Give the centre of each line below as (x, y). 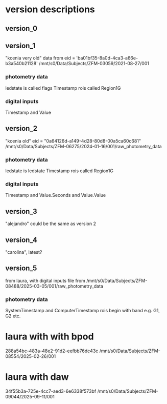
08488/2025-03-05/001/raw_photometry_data (54, 286)
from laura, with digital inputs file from (45, 280)
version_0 (21, 28)
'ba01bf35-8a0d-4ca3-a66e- (107, 58)
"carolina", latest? (24, 252)
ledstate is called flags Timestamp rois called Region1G (63, 88)
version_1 (20, 45)
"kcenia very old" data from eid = (40, 58)
